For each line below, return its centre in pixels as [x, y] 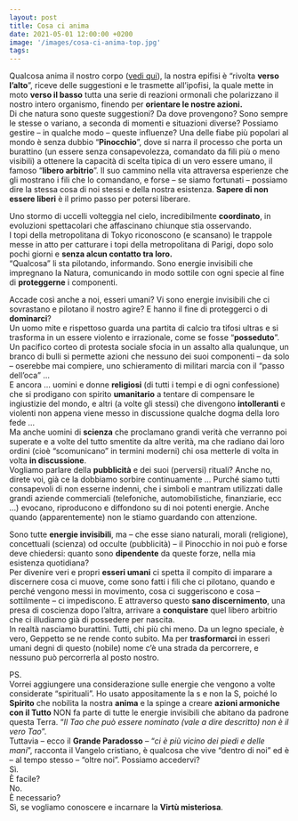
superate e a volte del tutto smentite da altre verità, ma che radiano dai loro [147, 442]
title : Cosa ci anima [49, 26]
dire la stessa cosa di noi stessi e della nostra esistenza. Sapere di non [139, 190]
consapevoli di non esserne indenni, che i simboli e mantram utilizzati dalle [146, 489]
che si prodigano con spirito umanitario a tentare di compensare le [132, 394]
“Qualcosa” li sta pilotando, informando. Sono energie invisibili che [131, 264]
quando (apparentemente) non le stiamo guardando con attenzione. [133, 517]
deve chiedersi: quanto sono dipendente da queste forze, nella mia [133, 554]
